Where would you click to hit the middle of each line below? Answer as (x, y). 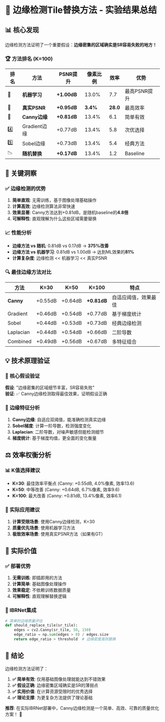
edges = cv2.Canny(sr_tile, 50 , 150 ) (53, 630)
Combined (20, 341)
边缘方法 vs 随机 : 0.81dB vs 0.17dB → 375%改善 (60, 246)
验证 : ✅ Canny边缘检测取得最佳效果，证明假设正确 (56, 394)
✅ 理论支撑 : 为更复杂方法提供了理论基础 (52, 697)
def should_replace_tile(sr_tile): (41, 625)
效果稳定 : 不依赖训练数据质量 (41, 590)
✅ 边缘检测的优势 (26, 188)
